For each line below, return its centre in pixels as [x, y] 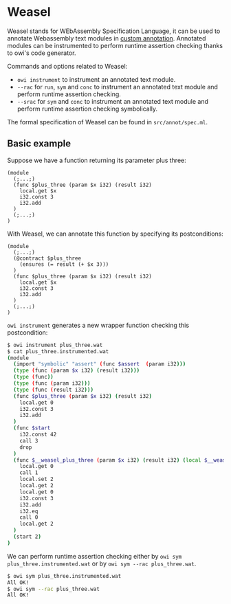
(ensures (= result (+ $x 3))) [64, 264]
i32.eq [29, 511]
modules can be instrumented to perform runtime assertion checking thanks [115, 45]
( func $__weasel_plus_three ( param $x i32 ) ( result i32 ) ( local [107, 460]
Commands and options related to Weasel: [67, 66]
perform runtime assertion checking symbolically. [87, 109]
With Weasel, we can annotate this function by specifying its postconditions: [115, 234]
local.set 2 [36, 479]
